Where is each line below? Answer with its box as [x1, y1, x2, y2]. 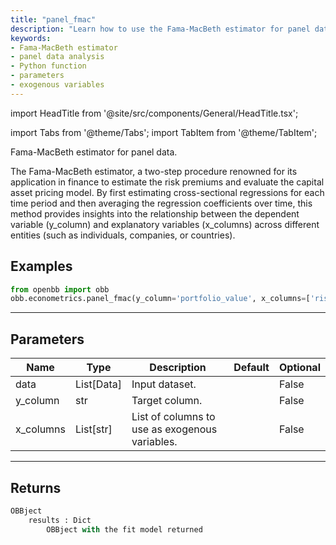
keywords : [10, 33, 52, 43]
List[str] [75, 422, 113, 436]
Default [233, 361, 270, 375]
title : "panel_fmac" [10, 14, 97, 25]
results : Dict [28, 515, 92, 525]
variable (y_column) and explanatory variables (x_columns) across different [10, 218, 320, 230]
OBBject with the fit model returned [46, 524, 203, 535]
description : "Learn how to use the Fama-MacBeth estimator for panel [10, 24, 311, 34]
